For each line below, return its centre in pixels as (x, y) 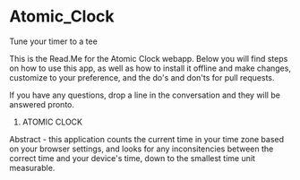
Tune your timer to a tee (54, 41)
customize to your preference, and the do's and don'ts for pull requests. (142, 77)
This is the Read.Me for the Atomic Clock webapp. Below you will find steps (149, 58)
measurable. (32, 167)
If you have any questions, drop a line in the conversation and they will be (145, 95)
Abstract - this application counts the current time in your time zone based (147, 139)
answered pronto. (42, 104)
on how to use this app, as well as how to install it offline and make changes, (150, 68)
